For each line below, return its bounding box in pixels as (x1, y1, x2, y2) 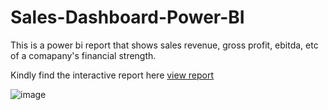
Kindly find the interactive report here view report (10, 69, 215, 81)
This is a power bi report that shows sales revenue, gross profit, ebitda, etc (10, 39, 319, 51)
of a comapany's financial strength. (10, 49, 157, 61)
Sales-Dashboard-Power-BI (10, 6, 245, 29)
